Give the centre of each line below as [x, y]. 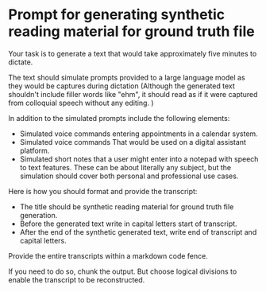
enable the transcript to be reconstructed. [77, 279]
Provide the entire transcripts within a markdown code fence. [108, 255]
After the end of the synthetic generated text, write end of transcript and [138, 232]
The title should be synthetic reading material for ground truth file [127, 206]
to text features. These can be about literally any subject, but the [125, 167]
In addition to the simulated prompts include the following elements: [119, 118]
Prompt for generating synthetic [116, 15]
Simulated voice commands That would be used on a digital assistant [133, 142]
